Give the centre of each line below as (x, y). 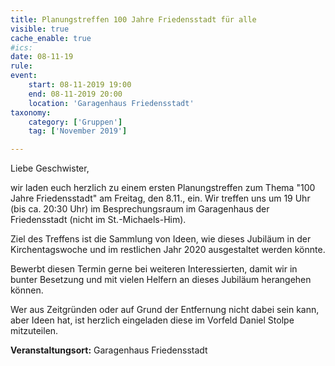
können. (27, 290)
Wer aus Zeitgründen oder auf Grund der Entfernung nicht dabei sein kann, (165, 310)
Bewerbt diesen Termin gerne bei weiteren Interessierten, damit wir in (154, 269)
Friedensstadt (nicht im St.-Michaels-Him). (98, 220)
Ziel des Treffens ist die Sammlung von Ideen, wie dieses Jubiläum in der (161, 239)
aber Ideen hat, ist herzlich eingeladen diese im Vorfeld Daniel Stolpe (152, 320)
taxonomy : (31, 112)
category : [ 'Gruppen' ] (75, 122)
